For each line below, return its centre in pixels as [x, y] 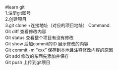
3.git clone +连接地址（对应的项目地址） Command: [58, 25]
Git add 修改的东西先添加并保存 [37, 56]
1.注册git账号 [18, 13]
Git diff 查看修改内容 [26, 31]
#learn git [15, 7]
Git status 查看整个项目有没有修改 [39, 37]
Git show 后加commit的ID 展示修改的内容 [47, 44]
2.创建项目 [16, 19]
